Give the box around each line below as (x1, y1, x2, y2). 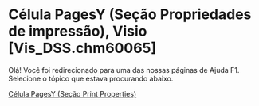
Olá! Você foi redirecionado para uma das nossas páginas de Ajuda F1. (8, 65, 240, 74)
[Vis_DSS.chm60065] (8, 40, 157, 57)
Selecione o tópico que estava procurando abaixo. (8, 74, 174, 83)
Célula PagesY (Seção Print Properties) (8, 89, 137, 98)
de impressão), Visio (8, 22, 147, 40)
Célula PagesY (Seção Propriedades (8, 6, 252, 24)
